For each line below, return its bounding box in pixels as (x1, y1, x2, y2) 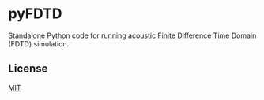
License (8, 62, 48, 76)
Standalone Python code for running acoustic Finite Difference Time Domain (8, 31, 257, 40)
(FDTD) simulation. (8, 39, 70, 48)
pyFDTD (8, 5, 62, 23)
